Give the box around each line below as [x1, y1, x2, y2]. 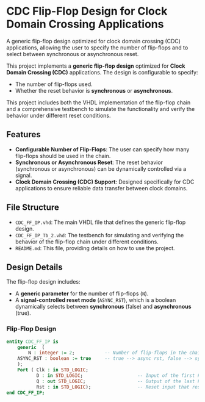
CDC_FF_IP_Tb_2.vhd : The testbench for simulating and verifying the [15, 231, 184, 239]
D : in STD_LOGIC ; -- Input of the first [36, 372, 195, 379]
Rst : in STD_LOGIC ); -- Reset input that [36, 384, 190, 390]
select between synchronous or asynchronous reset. [6, 50, 139, 57]
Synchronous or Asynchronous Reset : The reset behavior [15, 159, 164, 166]
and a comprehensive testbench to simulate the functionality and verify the [6, 105, 195, 112]
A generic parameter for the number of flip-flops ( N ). [15, 290, 149, 297]
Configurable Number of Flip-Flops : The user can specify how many [15, 145, 190, 153]
